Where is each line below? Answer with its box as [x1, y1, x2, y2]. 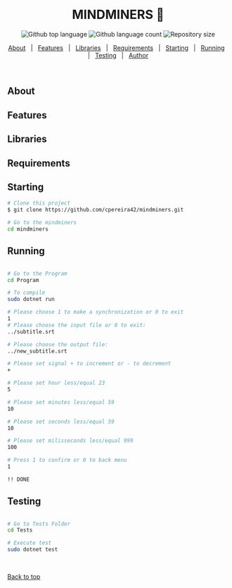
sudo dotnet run [7, 296, 55, 303]
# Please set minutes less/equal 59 [7, 398, 115, 405]
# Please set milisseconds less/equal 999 [7, 437, 134, 444]
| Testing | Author [87, 51, 149, 59]
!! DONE [7, 476, 30, 483]
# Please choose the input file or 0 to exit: [7, 321, 146, 329]
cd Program [7, 276, 39, 283]
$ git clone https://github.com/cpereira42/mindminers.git [7, 207, 184, 214]
